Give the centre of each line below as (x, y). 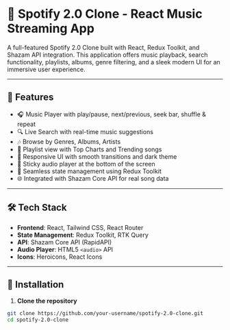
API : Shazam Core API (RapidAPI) (64, 242)
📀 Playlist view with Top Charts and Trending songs (89, 149)
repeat (26, 124)
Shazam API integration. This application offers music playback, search (107, 55)
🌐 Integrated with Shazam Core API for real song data (93, 178)
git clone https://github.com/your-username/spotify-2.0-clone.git (105, 314)
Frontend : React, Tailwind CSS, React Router (80, 227)
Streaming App (51, 28)
